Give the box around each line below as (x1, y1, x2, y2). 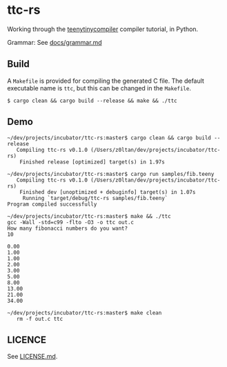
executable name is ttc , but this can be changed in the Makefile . (7, 83, 192, 92)
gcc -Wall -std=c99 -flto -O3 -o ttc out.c (7, 219, 135, 226)
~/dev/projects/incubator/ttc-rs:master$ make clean (7, 309, 162, 316)
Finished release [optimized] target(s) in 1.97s (19, 158, 166, 166)
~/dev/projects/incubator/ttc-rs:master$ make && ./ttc (7, 212, 171, 219)
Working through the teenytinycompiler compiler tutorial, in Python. (7, 25, 199, 33)
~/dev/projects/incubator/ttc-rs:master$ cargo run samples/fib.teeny (7, 170, 215, 177)
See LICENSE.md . (7, 353, 58, 361)
